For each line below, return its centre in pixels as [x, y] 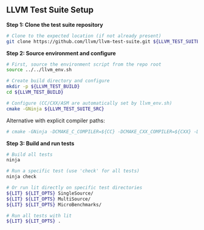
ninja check [21, 177]
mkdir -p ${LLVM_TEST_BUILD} [43, 87]
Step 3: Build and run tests [40, 143]
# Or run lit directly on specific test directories [74, 188]
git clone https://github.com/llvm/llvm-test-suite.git [78, 41]
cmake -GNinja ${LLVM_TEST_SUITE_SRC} [55, 109]
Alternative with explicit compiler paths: [56, 120]
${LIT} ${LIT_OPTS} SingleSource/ [50, 193]
